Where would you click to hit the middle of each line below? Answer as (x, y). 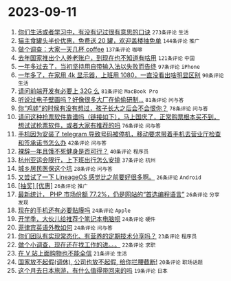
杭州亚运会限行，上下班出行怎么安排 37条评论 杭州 (87, 160)
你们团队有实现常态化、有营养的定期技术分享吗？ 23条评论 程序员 (107, 236)
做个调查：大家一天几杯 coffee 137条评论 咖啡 (80, 49)
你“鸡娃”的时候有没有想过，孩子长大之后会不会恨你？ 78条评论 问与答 (113, 108)
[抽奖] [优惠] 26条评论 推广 (53, 185)
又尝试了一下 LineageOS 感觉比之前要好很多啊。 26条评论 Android (109, 177)
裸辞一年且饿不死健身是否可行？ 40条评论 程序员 (83, 151)
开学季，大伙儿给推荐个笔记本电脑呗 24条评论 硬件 (87, 218)
